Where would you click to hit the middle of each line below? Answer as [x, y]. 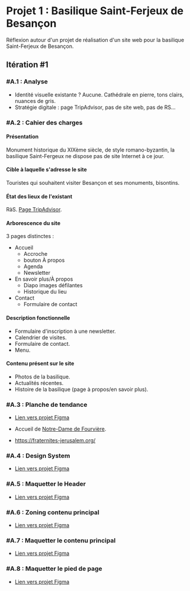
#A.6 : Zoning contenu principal [53, 512]
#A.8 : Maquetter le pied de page [54, 568]
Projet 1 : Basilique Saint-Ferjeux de [95, 11]
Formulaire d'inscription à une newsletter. [65, 331]
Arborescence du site [33, 223]
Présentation [22, 137]
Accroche [36, 254]
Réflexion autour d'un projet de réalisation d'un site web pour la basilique [95, 40]
